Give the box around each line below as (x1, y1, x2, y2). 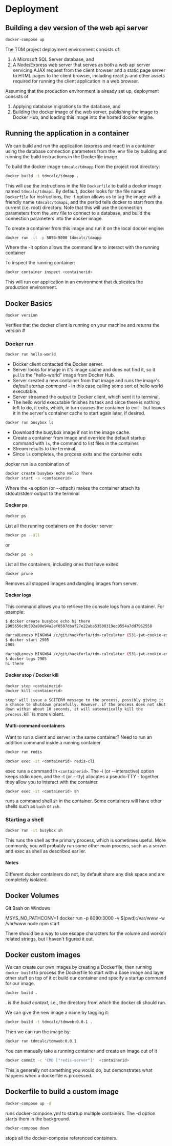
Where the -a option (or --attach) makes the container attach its (5, 485, 140, 491)
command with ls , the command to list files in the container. (12, 440, 140, 446)
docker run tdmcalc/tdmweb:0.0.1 (5, 1038, 77, 1044)
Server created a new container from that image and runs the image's (12, 378, 160, 384)
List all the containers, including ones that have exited (5, 561, 119, 567)
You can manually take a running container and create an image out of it (5, 1048, 158, 1054)
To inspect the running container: (5, 260, 76, 266)
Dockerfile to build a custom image (5, 1087, 119, 1096)
